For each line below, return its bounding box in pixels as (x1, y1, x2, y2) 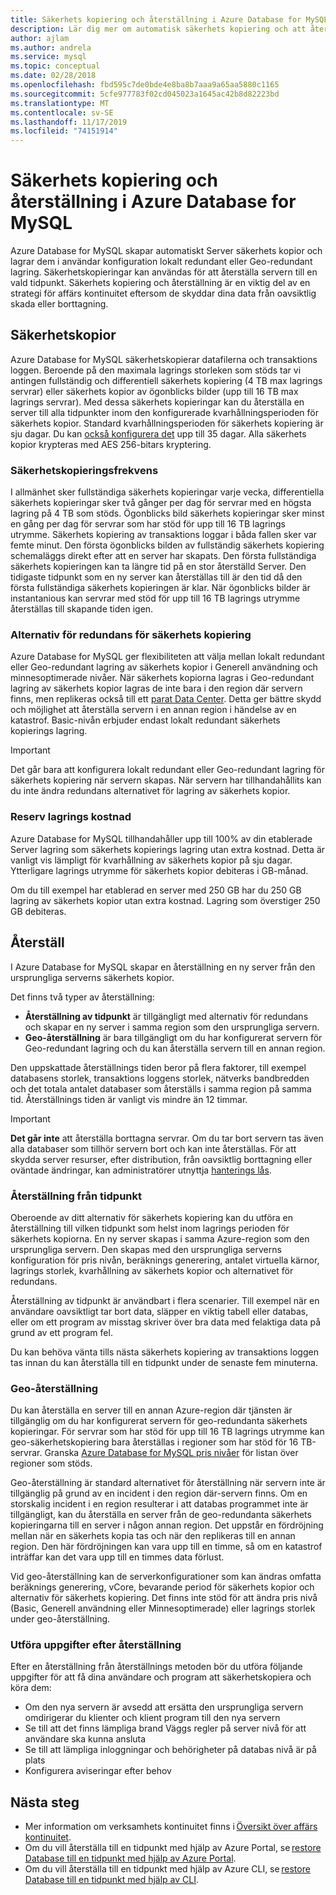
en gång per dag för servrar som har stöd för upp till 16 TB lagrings (10, 518, 286, 530)
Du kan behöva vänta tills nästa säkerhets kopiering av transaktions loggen (10, 1346, 319, 1358)
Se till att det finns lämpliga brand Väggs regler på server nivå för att (24, 1722, 307, 1735)
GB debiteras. (10, 905, 67, 917)
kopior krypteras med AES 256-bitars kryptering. (10, 438, 212, 450)
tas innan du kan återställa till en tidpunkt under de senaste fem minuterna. (10, 1356, 318, 1368)
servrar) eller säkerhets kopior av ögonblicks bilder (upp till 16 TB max (10, 385, 299, 397)
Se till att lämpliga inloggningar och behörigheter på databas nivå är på (24, 1744, 317, 1756)
